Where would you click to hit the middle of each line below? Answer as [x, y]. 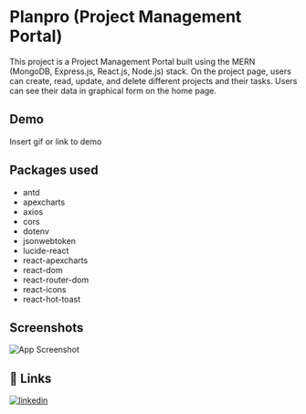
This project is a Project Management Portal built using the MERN [132, 61]
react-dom [42, 270]
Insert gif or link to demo [56, 141]
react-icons [44, 289]
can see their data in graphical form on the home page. [113, 90]
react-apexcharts [55, 260]
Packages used [54, 170]
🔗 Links [31, 378]
